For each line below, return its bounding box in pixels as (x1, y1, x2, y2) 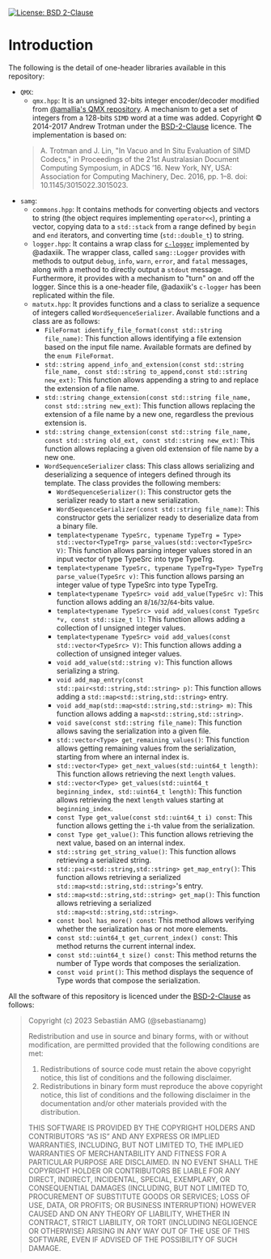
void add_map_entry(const (56, 676, 144, 684)
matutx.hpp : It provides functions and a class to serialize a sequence (32, 299, 260, 308)
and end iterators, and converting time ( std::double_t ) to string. (32, 230, 244, 240)
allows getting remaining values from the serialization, (56, 743, 236, 753)
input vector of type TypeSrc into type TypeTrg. (56, 554, 215, 564)
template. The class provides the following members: (44, 478, 221, 487)
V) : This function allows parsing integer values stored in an (56, 545, 252, 555)
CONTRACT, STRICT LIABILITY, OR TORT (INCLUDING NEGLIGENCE (28, 1217, 258, 1227)
